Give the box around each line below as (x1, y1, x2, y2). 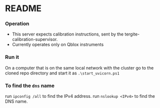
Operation (5, 20, 30, 27)
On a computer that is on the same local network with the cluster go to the (5, 65, 154, 71)
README (5, 3, 42, 14)
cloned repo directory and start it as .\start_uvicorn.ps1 (5, 70, 120, 76)
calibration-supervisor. (12, 36, 58, 42)
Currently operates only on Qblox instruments (12, 42, 104, 48)
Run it (5, 54, 19, 61)
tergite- (124, 31, 140, 37)
